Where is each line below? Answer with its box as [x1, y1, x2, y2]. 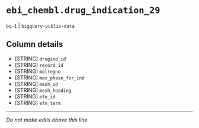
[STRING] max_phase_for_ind [14, 73, 85, 81]
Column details [6, 39, 63, 49]
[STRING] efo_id [14, 92, 56, 100]
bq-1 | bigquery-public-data [6, 22, 75, 29]
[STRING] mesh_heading [14, 87, 72, 94]
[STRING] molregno [14, 68, 61, 75]
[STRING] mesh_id [14, 80, 58, 87]
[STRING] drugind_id [14, 55, 66, 62]
